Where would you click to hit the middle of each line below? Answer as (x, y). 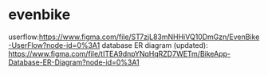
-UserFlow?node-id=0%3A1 (54, 45)
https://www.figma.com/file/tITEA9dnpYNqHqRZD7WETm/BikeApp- (120, 53)
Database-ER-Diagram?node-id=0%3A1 (74, 62)
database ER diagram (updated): (155, 45)
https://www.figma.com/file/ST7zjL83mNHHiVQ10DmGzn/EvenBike (149, 37)
